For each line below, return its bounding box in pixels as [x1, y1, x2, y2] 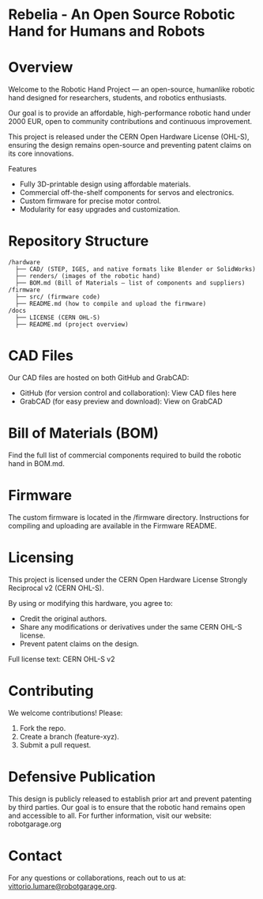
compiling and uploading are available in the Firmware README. [8, 521, 217, 530]
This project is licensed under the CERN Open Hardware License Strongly [8, 574, 248, 584]
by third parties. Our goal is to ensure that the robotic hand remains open [8, 802, 246, 811]
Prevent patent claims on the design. [19, 638, 140, 649]
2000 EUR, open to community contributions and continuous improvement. [8, 117, 253, 126]
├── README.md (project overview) [15, 321, 129, 329]
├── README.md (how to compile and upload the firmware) [15, 300, 207, 308]
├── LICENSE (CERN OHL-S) [15, 314, 101, 322]
